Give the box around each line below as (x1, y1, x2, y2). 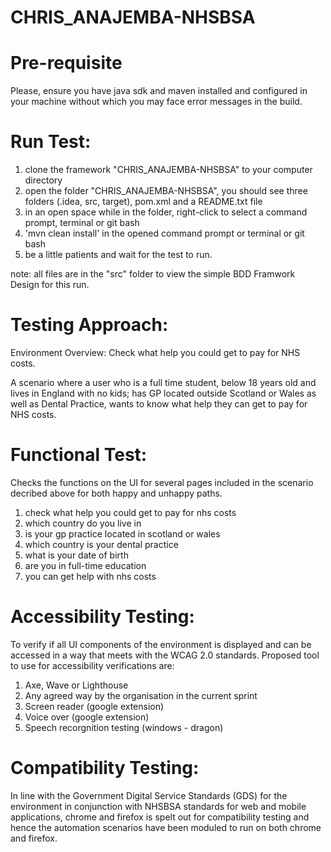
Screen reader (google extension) (24, 700, 165, 712)
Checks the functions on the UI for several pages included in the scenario (10, 476, 314, 488)
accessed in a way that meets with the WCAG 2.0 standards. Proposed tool (10, 649, 320, 661)
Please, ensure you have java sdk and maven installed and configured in (10, 85, 308, 97)
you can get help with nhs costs (24, 570, 157, 582)
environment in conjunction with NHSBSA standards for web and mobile (10, 800, 307, 812)
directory (24, 174, 63, 186)
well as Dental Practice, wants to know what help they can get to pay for (10, 398, 308, 410)
